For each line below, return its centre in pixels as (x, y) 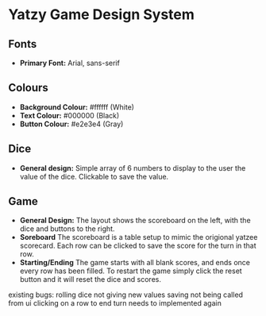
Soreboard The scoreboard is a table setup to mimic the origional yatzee (139, 237)
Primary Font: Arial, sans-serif (70, 63)
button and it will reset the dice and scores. (90, 279)
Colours (29, 88)
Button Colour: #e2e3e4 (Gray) (71, 124)
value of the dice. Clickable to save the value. (94, 176)
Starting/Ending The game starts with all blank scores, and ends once (135, 263)
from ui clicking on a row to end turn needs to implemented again (115, 303)
